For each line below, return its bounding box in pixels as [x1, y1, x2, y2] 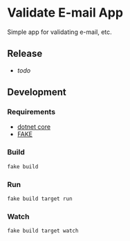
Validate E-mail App [7, 5, 123, 21]
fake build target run [7, 195, 73, 202]
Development [7, 87, 67, 98]
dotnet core [17, 123, 50, 131]
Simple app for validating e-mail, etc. [7, 28, 112, 36]
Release [7, 48, 43, 60]
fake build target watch [7, 227, 79, 235]
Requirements [7, 107, 56, 117]
